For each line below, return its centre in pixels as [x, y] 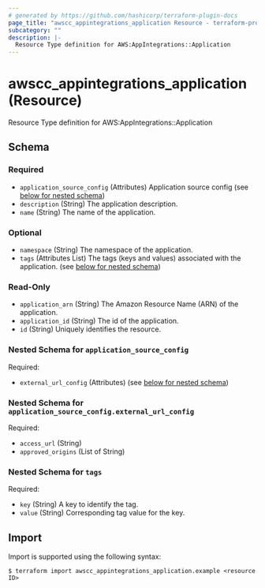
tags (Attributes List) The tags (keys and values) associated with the [130, 258]
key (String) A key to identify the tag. [79, 504]
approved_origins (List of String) [72, 451]
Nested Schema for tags [55, 472]
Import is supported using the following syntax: [85, 556]
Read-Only [30, 287]
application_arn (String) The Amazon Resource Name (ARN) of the [129, 304]
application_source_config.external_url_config [101, 412]
